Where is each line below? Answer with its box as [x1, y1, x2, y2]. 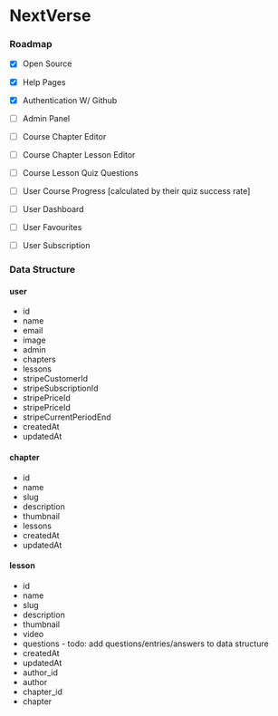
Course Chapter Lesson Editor [22, 149, 136, 160]
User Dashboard [22, 203, 84, 214]
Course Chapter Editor [22, 131, 107, 141]
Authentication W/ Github [22, 94, 118, 105]
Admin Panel [22, 112, 71, 123]
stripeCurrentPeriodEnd [22, 411, 111, 422]
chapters [22, 354, 56, 365]
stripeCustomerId [22, 373, 89, 384]
